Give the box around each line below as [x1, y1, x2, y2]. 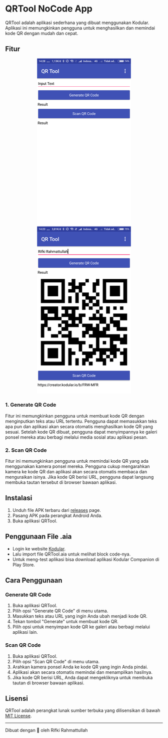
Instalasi [5, 494, 32, 502]
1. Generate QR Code [5, 402, 56, 409]
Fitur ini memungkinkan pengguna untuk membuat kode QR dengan [5, 413, 144, 419]
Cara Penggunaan [5, 576, 62, 585]
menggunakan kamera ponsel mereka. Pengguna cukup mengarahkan [5, 463, 150, 469]
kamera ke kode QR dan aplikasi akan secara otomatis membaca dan [5, 469, 147, 474]
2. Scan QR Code [5, 447, 47, 454]
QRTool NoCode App [5, 3, 92, 15]
